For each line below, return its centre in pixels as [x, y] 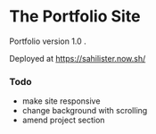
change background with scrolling [85, 111]
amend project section [63, 120]
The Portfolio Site [75, 17]
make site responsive [61, 101]
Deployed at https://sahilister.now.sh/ [78, 58]
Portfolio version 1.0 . [48, 41]
